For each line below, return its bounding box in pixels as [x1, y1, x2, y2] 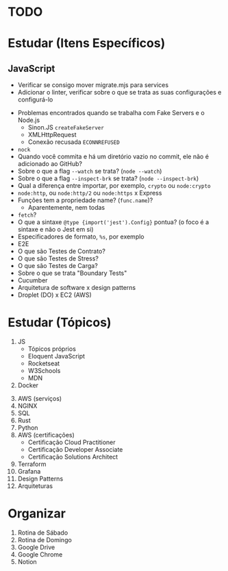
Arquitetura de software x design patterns [17, 284, 136, 292]
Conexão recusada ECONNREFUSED [27, 138, 121, 146]
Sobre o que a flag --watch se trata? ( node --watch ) [17, 167, 162, 175]
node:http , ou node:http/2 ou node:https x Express [17, 189, 162, 197]
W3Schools [27, 367, 61, 375]
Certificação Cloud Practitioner [27, 438, 116, 446]
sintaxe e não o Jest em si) [17, 226, 94, 234]
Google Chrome [17, 550, 63, 559]
